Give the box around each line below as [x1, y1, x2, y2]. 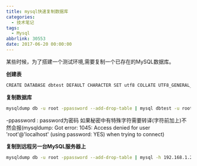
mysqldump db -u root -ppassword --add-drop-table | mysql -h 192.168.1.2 [6, 154, 193, 160]
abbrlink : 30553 [6, 36, 46, 42]
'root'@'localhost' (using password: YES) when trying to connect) [6, 130, 165, 138]
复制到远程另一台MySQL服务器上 [6, 143, 86, 150]
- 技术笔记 [11, 19, 35, 25]
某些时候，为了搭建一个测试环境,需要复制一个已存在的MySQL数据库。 [6, 58, 175, 65]
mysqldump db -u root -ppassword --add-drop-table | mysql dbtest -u [6, 105, 180, 111]
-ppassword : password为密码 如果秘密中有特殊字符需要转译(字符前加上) [6, 117, 182, 124]
